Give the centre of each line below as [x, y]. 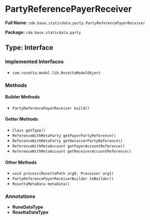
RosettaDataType [30, 212]
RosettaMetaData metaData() [41, 184]
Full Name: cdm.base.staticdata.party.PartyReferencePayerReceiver [75, 23]
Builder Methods [23, 97]
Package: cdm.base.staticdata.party [43, 32]
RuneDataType [28, 207]
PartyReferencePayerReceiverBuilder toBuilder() [63, 179]
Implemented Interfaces [34, 62]
